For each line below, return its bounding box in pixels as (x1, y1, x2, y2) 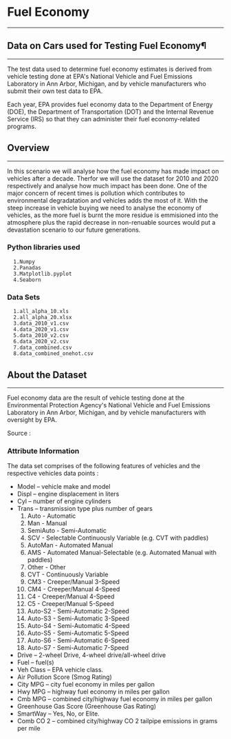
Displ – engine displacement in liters (16, 490, 120, 498)
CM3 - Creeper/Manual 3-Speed (27, 578, 120, 586)
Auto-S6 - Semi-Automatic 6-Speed (27, 636, 129, 645)
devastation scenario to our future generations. (7, 225, 141, 234)
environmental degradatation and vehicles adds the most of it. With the (7, 196, 208, 204)
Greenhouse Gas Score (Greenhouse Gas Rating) (16, 702, 157, 711)
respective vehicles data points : (7, 469, 99, 478)
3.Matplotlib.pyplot (13, 270, 72, 277)
